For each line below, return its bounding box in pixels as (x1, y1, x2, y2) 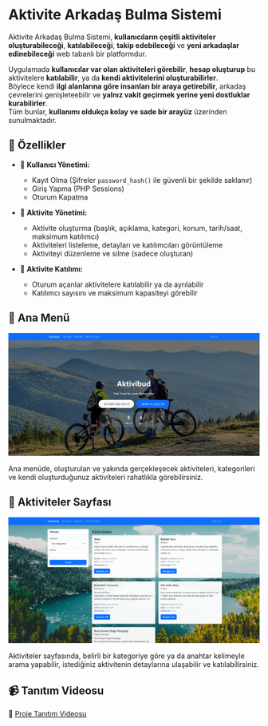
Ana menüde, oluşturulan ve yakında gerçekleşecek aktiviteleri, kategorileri (8, 463, 255, 473)
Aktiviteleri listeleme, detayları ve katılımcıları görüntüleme (31, 240, 223, 249)
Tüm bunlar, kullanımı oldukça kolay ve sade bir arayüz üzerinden (8, 106, 227, 117)
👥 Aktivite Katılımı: (19, 264, 84, 273)
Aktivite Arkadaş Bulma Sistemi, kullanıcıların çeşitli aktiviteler (8, 32, 216, 42)
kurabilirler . (8, 98, 48, 108)
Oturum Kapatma (31, 192, 89, 201)
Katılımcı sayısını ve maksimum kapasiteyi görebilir (31, 288, 198, 297)
